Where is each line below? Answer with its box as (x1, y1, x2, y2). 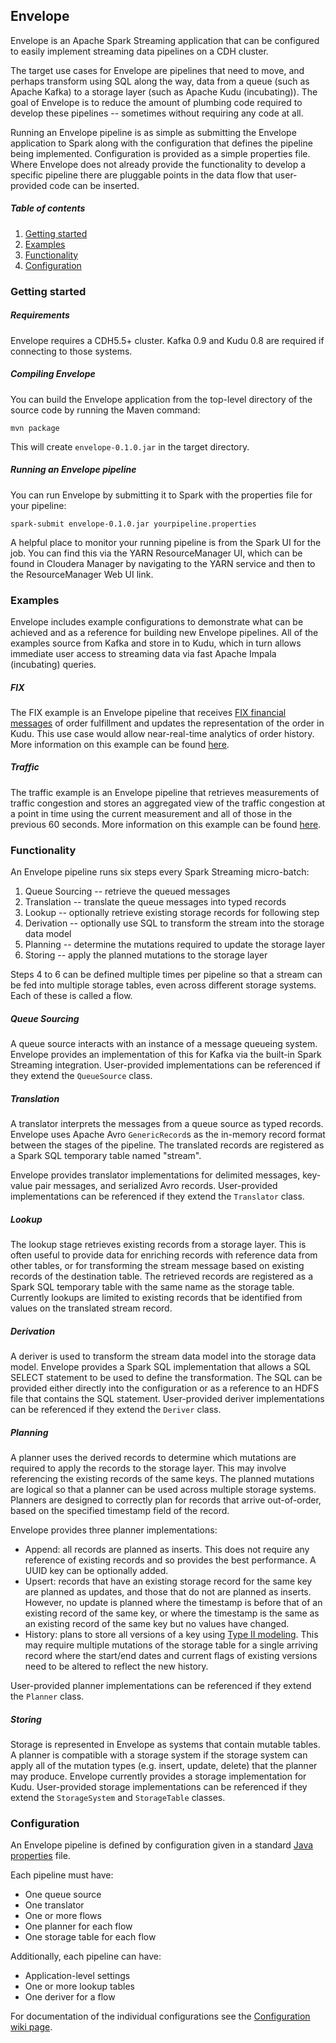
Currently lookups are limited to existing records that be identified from (10, 1292, 303, 1304)
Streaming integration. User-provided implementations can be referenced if (10, 1059, 321, 1071)
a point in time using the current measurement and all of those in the (10, 807, 293, 819)
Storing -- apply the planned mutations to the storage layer (24, 949, 268, 961)
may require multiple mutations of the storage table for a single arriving (24, 1639, 318, 1651)
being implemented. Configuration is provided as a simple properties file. (10, 147, 311, 159)
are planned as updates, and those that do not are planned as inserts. (24, 1585, 312, 1598)
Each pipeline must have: (10, 1869, 114, 1881)
